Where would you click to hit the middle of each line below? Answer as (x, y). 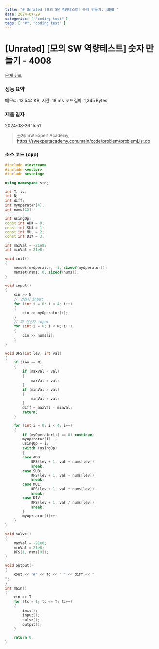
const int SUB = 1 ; (25, 228)
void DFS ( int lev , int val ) (33, 353)
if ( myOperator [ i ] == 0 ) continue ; (58, 435)
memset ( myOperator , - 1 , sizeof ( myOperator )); (61, 268)
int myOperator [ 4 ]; (25, 205)
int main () (16, 588)
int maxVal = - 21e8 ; (26, 246)
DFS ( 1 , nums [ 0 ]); (31, 552)
